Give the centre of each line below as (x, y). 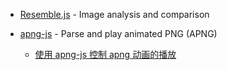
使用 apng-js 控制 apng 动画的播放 (105, 54)
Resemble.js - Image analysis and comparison (114, 14)
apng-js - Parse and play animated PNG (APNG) (118, 33)
